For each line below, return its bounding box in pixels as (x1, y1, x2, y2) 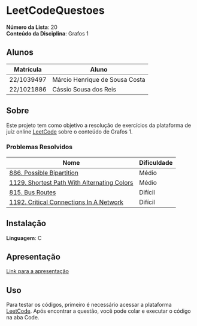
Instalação (6, 218, 47, 229)
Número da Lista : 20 (6, 23, 58, 31)
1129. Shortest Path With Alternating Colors (9, 178, 134, 186)
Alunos (6, 48, 34, 58)
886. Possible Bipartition (9, 168, 79, 177)
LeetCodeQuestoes (6, 4, 105, 17)
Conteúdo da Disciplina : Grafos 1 (6, 29, 89, 37)
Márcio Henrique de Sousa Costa (52, 75, 146, 84)
